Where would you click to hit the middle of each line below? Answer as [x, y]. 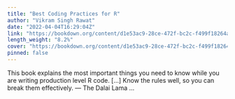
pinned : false [28, 53]
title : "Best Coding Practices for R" [64, 14]
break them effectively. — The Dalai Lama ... [71, 88]
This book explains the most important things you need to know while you [114, 73]
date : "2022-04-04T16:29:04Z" [51, 27]
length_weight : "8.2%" [40, 40]
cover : [17, 46]
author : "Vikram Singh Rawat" [51, 20]
